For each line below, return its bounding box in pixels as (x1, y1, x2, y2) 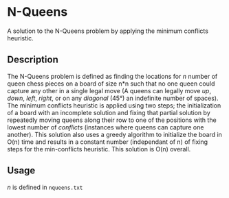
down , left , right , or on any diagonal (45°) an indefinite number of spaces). (7, 94, 219, 102)
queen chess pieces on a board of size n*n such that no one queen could (7, 79, 215, 88)
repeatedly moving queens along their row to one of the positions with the (7, 116, 217, 124)
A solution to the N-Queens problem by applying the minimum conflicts (7, 27, 208, 35)
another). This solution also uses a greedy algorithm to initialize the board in (7, 130, 222, 138)
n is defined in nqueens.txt (7, 183, 83, 191)
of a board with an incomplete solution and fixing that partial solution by (7, 108, 211, 116)
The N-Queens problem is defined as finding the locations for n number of (7, 72, 218, 80)
